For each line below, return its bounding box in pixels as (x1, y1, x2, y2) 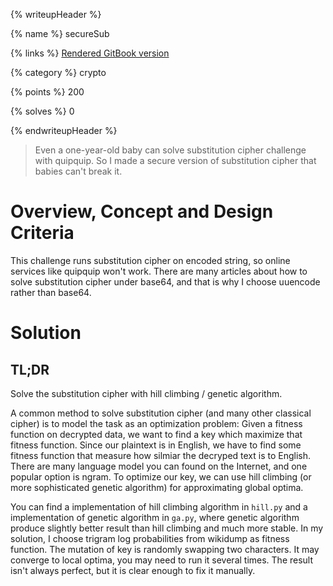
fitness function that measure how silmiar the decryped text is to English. (10, 449, 312, 461)
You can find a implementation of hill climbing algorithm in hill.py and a (10, 500, 308, 513)
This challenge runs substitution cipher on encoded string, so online (10, 254, 291, 266)
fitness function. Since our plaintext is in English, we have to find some (10, 439, 302, 451)
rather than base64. (10, 286, 92, 298)
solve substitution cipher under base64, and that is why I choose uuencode (10, 275, 321, 288)
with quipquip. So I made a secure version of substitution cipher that (34, 155, 317, 166)
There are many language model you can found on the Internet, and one (10, 460, 308, 472)
